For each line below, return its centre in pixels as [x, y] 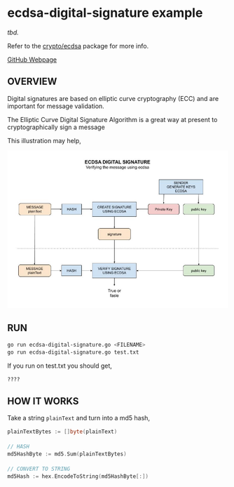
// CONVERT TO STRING [39, 469]
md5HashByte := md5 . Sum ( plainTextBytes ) [67, 454]
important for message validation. [56, 106]
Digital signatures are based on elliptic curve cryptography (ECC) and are [113, 98]
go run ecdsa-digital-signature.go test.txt [73, 352]
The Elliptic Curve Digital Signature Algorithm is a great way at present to [112, 119]
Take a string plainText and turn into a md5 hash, [79, 418]
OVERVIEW [32, 82]
